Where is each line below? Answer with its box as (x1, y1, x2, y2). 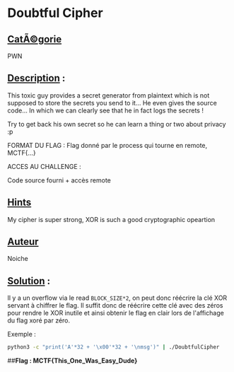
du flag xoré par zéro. (7, 316, 71, 325)
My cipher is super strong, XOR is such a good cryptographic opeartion (7, 215, 216, 223)
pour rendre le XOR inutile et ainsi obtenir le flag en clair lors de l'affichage (7, 309, 224, 318)
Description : (7, 72, 66, 84)
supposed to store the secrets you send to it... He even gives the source (7, 98, 217, 107)
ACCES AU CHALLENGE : (7, 162, 81, 170)
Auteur (7, 236, 39, 248)
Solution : (7, 274, 51, 287)
